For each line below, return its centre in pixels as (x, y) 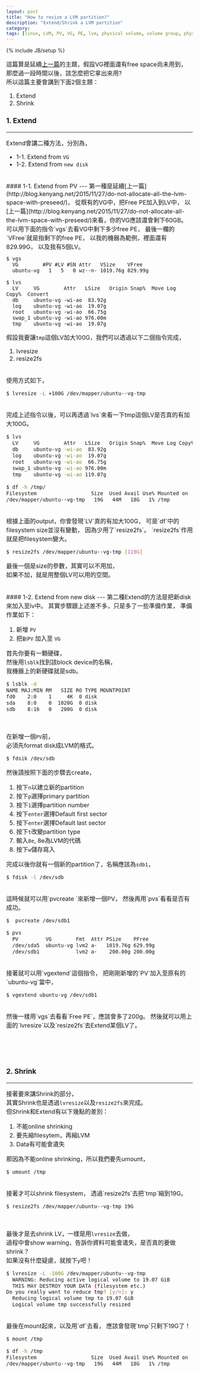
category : (18, 28)
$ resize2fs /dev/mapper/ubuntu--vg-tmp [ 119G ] (75, 552)
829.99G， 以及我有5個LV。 (45, 247)
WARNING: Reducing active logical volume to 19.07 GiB (91, 1279)
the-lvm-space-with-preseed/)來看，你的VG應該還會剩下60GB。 (97, 220)
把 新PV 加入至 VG (38, 639)
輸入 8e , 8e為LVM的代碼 (49, 841)
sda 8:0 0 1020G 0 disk (52, 703)
